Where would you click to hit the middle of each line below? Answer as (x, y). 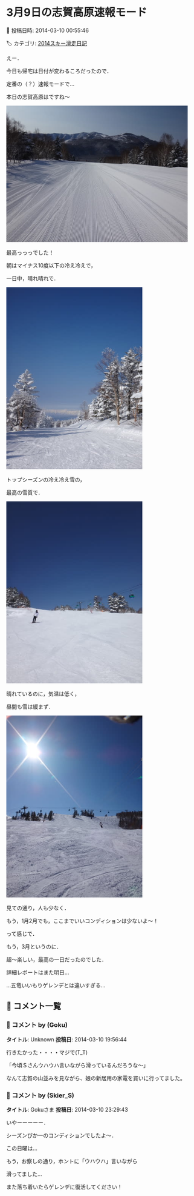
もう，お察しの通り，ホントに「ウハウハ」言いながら (72, 1161)
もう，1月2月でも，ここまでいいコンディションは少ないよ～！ (82, 921)
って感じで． (22, 933)
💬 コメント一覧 (34, 1006)
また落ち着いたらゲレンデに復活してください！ (64, 1187)
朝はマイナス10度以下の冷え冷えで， (51, 265)
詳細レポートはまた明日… (38, 972)
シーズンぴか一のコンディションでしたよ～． (62, 1135)
